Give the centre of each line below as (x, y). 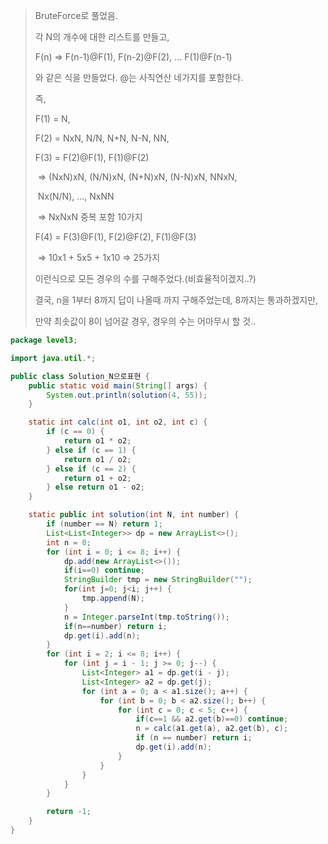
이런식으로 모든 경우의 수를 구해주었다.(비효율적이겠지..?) (145, 278)
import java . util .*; (53, 358)
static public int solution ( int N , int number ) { (134, 515)
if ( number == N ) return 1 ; (104, 524)
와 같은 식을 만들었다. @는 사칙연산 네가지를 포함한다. (139, 77)
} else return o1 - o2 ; (95, 487)
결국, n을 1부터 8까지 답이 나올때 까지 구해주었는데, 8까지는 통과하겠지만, (176, 300)
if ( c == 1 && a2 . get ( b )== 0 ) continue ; (212, 719)
